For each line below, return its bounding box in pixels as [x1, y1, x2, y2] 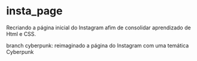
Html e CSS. [6, 30, 37, 37]
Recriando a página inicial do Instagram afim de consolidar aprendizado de [6, 24, 191, 31]
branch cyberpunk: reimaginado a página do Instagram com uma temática [6, 42, 189, 49]
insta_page [6, 4, 63, 18]
